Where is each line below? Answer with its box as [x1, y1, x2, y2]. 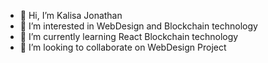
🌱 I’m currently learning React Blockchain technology [19, 31, 239, 42]
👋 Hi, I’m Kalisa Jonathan [19, 10, 123, 21]
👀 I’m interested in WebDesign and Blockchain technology [19, 20, 258, 32]
